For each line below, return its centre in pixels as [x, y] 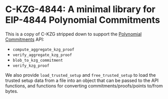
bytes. [12, 91]
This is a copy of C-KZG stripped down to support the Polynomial [74, 34]
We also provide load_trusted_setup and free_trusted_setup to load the [81, 75]
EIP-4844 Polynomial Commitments [83, 20]
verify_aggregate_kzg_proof [42, 55]
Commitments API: [25, 39]
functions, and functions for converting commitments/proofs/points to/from [84, 86]
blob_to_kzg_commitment [38, 60]
